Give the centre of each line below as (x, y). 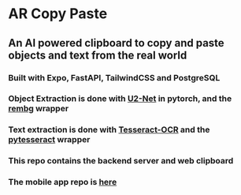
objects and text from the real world (98, 55)
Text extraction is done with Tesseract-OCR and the (109, 129)
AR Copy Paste (58, 14)
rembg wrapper (39, 109)
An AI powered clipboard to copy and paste (116, 43)
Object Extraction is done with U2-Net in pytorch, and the (120, 99)
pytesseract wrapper (49, 140)
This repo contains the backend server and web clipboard (121, 161)
